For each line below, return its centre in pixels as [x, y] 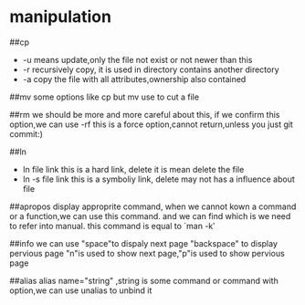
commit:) [26, 133]
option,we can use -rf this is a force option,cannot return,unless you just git [152, 124]
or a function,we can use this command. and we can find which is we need [150, 216]
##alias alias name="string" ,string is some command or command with [144, 280]
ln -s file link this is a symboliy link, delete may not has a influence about [158, 179]
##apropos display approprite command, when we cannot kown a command [153, 206]
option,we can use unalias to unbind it [81, 290]
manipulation [61, 17]
